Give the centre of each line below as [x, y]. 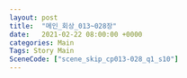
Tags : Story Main [42, 51]
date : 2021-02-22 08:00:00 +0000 [76, 34]
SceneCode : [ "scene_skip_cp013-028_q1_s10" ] [94, 59]
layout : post [34, 17]
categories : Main [42, 43]
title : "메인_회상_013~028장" [63, 26]
